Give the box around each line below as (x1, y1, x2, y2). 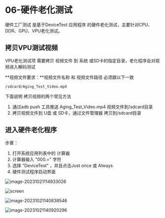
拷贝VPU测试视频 (5, 44, 58, 52)
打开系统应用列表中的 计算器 (12, 150, 70, 156)
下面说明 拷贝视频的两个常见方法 (5, 93, 71, 99)
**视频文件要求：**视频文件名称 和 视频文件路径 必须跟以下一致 (5, 74, 134, 80)
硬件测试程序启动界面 (12, 168, 56, 175)
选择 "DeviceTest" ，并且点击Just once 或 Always (12, 162, 113, 168)
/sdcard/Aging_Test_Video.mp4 (5, 84, 67, 89)
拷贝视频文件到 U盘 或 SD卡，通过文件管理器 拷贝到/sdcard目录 (12, 110, 141, 116)
